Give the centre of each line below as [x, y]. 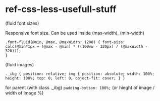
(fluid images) [20, 64]
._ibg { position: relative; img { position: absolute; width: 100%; [80, 74]
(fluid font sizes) [22, 23]
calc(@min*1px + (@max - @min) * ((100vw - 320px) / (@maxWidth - [76, 46]
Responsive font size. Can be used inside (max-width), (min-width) [75, 33]
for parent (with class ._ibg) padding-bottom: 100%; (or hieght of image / [80, 87]
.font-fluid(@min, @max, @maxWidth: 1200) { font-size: [65, 42]
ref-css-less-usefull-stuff [61, 9]
